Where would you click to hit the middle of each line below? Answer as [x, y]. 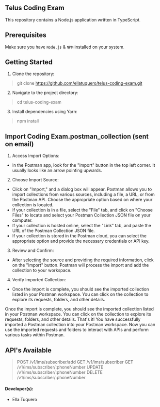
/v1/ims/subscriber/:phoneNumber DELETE [60, 372]
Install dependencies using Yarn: [45, 112]
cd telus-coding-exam [39, 102]
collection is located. [33, 205]
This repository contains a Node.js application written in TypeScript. [73, 19]
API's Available [28, 350]
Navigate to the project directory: [45, 93]
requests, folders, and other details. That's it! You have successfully [73, 319]
